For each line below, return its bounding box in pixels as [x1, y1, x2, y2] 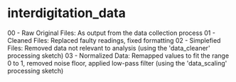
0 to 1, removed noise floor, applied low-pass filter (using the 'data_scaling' [7, 58, 227, 67]
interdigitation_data [7, 5, 126, 21]
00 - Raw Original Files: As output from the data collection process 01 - [7, 29, 215, 37]
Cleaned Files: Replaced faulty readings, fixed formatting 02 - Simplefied [7, 36, 221, 44]
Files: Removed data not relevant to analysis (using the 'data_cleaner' [7, 43, 211, 52]
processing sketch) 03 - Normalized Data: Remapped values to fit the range [7, 51, 230, 60]
